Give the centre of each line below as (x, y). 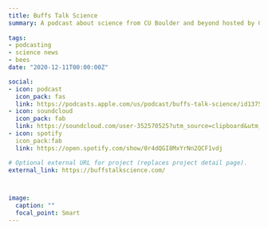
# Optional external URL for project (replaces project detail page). (128, 163)
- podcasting (30, 45)
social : (21, 82)
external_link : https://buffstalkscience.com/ (87, 170)
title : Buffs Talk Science (53, 16)
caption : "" (35, 206)
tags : (17, 38)
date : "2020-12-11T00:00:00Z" (59, 68)
